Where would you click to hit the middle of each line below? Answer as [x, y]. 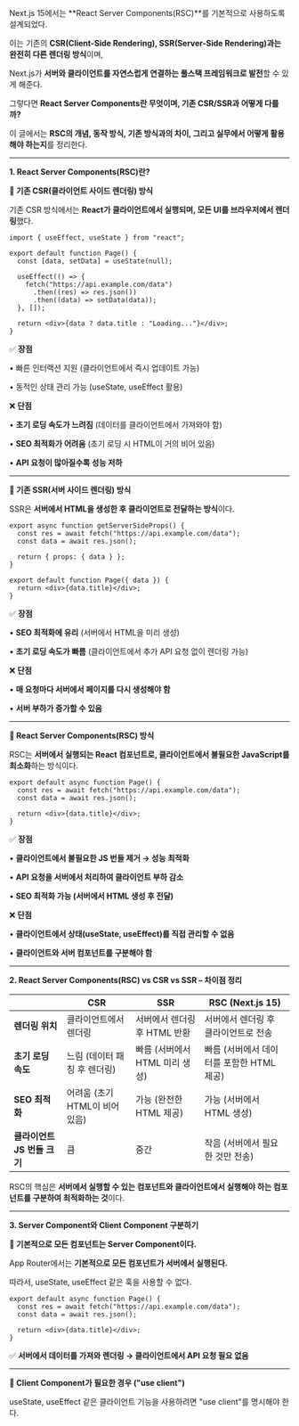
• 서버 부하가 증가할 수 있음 [56, 708]
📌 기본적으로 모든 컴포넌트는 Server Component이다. [103, 1244]
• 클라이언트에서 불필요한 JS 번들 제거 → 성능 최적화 [99, 858]
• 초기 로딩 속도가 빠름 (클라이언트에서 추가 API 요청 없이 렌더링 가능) [129, 652]
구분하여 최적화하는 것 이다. [79, 1198]
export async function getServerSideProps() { [97, 526]
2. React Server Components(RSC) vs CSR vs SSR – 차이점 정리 [126, 980]
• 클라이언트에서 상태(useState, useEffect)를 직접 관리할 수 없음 [122, 934]
